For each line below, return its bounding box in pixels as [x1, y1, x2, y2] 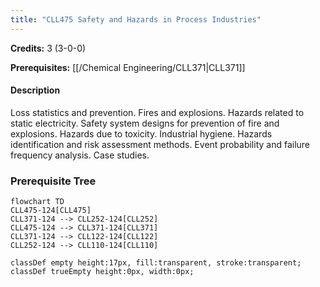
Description [10, 84, 61, 96]
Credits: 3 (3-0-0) [10, 42, 87, 54]
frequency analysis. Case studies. [10, 149, 150, 161]
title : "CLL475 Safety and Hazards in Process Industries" [10, 14, 262, 25]
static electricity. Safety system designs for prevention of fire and [10, 117, 280, 129]
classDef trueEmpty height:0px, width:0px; [10, 267, 195, 277]
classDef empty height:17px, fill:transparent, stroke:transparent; [10, 258, 302, 268]
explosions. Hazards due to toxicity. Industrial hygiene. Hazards [10, 127, 273, 140]
